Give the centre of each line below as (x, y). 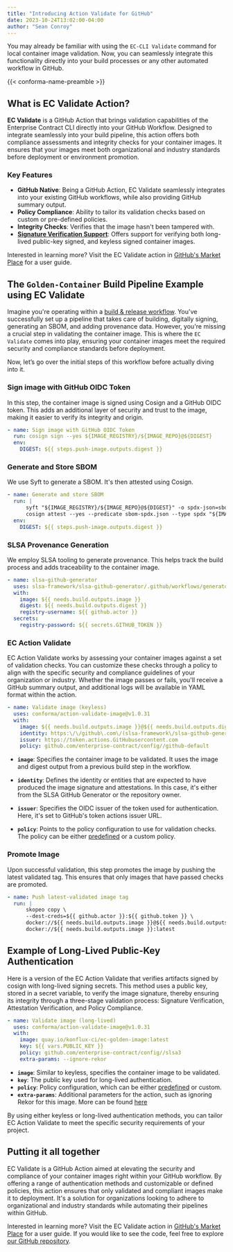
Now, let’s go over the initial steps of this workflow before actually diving (111, 362)
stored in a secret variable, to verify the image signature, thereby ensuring (113, 993)
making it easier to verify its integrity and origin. (76, 417)
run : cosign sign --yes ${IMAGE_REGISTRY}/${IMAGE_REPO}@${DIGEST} (113, 436)
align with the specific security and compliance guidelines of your (101, 672)
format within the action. (42, 695)
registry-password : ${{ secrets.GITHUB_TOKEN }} (91, 625)
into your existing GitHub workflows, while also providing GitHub (109, 198)
